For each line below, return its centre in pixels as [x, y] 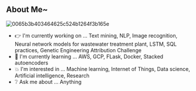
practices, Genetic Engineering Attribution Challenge [78, 50]
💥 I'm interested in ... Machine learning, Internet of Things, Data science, [102, 69]
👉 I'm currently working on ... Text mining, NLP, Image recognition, [96, 35]
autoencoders [31, 63]
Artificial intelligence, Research [52, 75]
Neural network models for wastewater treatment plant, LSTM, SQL [96, 44]
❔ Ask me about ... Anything [48, 82]
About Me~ [27, 10]
